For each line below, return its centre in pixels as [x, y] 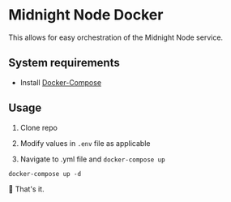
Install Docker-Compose [61, 82]
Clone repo [39, 127]
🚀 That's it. [26, 189]
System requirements [64, 63]
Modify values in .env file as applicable [85, 143]
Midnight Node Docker [86, 15]
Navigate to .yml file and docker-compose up [92, 159]
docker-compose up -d [45, 174]
